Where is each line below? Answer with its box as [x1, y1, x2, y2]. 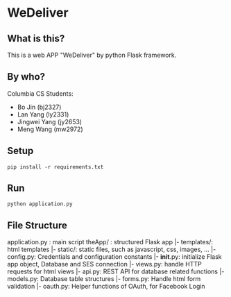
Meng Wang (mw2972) [17, 125, 83, 133]
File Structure [7, 219, 67, 231]
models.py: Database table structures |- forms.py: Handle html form [7, 275, 201, 283]
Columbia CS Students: [7, 89, 74, 98]
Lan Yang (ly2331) [17, 110, 69, 119]
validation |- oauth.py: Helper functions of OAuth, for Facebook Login [7, 282, 206, 291]
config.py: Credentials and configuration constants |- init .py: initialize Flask [7, 253, 222, 261]
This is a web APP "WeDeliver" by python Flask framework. [7, 51, 177, 59]
